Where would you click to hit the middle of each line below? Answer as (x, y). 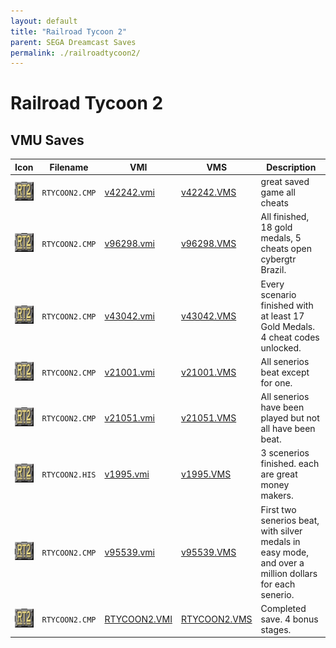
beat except (285, 372)
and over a (282, 562)
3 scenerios (285, 453)
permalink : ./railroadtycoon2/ (75, 53)
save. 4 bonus (289, 619)
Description (291, 167)
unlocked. (281, 347)
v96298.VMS (208, 243)
